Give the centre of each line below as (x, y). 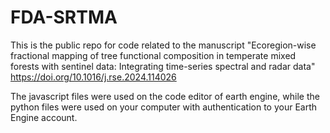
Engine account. (44, 117)
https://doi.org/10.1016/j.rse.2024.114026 (93, 77)
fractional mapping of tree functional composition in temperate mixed (153, 55)
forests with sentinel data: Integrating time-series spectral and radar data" (163, 66)
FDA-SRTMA (64, 17)
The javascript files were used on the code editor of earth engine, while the (165, 96)
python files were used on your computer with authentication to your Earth (164, 107)
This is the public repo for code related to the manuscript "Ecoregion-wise (163, 45)
